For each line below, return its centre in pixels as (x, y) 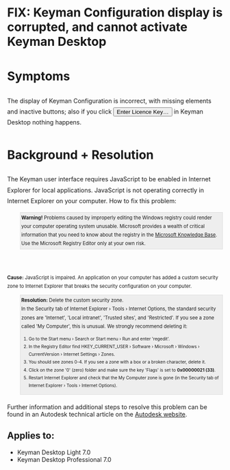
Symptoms (39, 76)
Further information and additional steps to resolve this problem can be (107, 407)
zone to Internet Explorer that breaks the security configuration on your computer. (100, 286)
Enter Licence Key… (143, 112)
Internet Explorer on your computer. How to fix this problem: (92, 200)
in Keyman (189, 112)
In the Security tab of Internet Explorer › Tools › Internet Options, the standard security (119, 309)
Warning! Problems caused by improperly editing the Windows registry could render (117, 218)
